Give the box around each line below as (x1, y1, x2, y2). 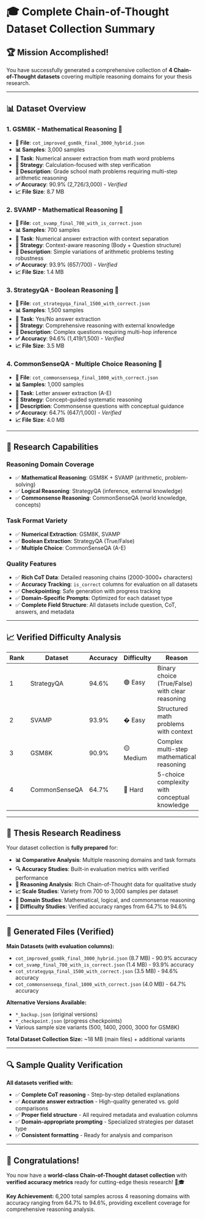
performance (15, 874, 49, 881)
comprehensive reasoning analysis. (6, 1206, 96, 1213)
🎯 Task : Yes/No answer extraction (15, 316, 101, 323)
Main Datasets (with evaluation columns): (6, 943, 115, 950)
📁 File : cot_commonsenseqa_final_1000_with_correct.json (15, 374, 159, 381)
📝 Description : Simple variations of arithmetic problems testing (15, 248, 174, 255)
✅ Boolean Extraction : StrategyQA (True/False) (15, 537, 135, 544)
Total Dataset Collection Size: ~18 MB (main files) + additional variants (6, 1036, 185, 1043)
